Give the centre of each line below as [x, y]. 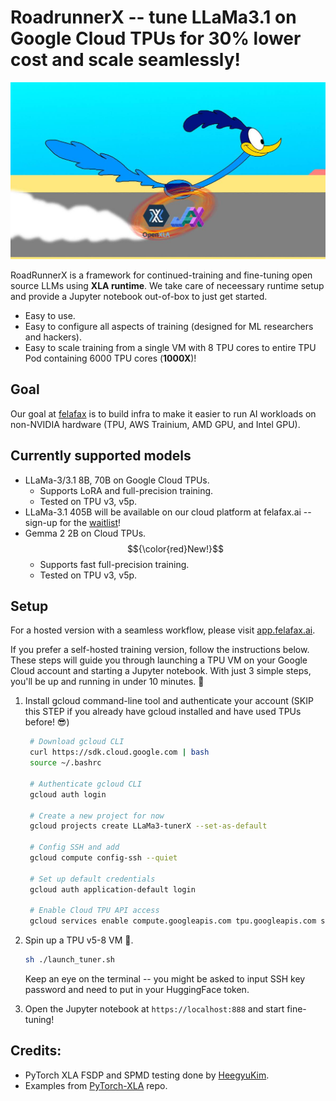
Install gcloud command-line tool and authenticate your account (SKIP [169, 701]
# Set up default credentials [92, 879]
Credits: [36, 1051]
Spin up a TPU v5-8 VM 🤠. [79, 940]
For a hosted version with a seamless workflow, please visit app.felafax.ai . [163, 630]
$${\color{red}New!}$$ [175, 548]
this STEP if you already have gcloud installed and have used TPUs [163, 712]
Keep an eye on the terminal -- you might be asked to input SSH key [165, 979]
